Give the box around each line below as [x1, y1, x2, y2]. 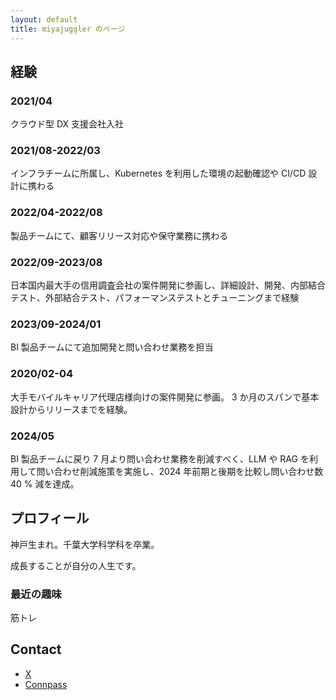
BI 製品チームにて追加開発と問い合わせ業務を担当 [10, 341, 214, 353]
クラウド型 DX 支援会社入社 [10, 118, 125, 130]
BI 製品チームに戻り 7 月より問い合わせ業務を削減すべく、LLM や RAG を [10, 452, 310, 465]
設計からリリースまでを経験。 [10, 403, 133, 415]
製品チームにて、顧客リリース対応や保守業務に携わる [10, 229, 229, 241]
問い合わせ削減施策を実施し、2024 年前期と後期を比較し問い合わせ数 [36, 465, 324, 477]
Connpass [24, 678, 68, 690]
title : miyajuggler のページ [10, 24, 126, 34]
